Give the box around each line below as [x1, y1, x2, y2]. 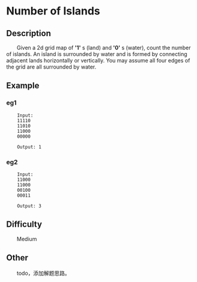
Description [6, 28, 51, 38]
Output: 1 [17, 144, 42, 150]
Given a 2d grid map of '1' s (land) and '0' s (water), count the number [17, 44, 191, 51]
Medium [17, 235, 37, 242]
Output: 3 [17, 203, 42, 209]
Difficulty [6, 219, 42, 230]
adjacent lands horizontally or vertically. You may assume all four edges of [6, 57, 190, 64]
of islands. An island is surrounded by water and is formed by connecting [6, 51, 187, 58]
